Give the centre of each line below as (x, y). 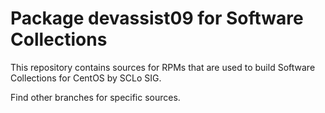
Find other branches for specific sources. (95, 97)
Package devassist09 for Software (157, 18)
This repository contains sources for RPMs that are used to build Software (163, 67)
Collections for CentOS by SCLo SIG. (86, 78)
